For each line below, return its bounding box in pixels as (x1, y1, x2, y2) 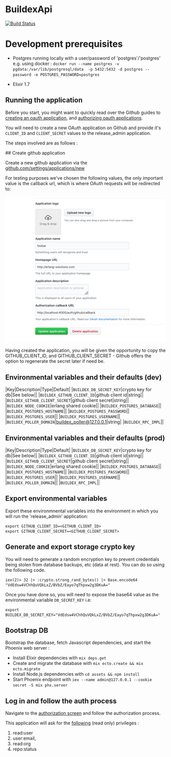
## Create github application (5, 150, 65, 156)
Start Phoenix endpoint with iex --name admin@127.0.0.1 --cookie (12, 677, 152, 683)
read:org (12, 741, 31, 747)
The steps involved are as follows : (5, 140, 78, 146)
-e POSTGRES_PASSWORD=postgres (33, 72, 100, 77)
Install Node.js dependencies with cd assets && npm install (12, 671, 140, 677)
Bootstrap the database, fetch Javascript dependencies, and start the (5, 639, 151, 646)
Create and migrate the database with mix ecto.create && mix (12, 660, 144, 666)
